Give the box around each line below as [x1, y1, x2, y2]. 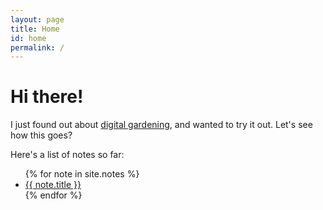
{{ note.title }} [24, 179, 82, 191]
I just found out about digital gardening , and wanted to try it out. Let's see [10, 119, 313, 131]
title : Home [10, 24, 60, 34]
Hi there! [10, 86, 84, 108]
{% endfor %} [24, 189, 83, 201]
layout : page [10, 14, 65, 25]
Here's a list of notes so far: [10, 149, 125, 161]
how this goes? [10, 129, 73, 141]
